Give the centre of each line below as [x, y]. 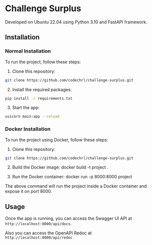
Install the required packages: [42, 89]
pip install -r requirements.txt [39, 98]
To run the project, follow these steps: [43, 62]
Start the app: [26, 108]
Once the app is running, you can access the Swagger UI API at [68, 218]
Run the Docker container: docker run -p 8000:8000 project [72, 177]
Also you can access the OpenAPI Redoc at [49, 233]
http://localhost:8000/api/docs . [38, 224]
